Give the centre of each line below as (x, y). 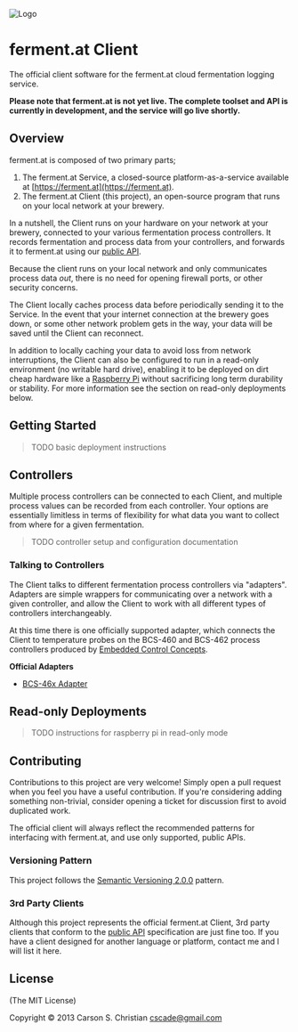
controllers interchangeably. (60, 613)
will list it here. (36, 951)
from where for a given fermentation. (77, 524)
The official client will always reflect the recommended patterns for (132, 828)
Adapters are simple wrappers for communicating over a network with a (141, 594)
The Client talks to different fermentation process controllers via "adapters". (148, 584)
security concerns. (44, 287)
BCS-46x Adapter (55, 683)
